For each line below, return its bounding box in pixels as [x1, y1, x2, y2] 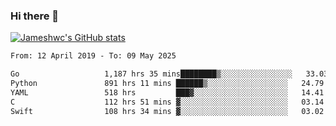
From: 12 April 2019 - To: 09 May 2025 [10, 51, 177, 61]
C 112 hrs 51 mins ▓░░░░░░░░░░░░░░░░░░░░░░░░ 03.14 [10, 97, 325, 107]
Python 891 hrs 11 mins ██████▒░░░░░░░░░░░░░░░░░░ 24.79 [10, 79, 325, 89]
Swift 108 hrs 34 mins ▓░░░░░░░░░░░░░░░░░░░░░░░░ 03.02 [10, 106, 325, 116]
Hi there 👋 [10, 9, 60, 23]
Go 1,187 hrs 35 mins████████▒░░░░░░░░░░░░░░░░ [10, 69, 293, 79]
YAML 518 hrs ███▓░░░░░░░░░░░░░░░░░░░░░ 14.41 [10, 87, 325, 98]
